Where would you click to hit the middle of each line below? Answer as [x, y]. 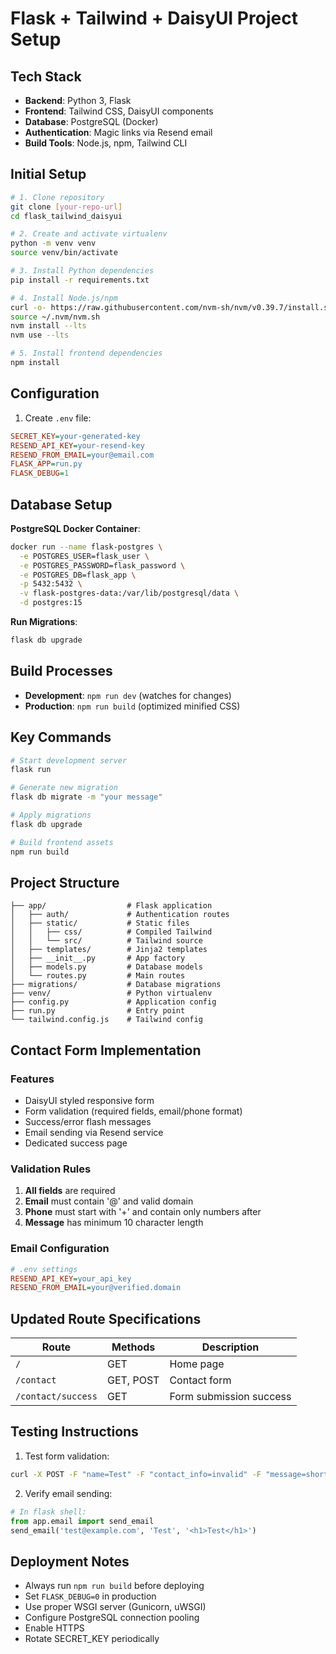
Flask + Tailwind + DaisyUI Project [154, 18]
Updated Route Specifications [106, 1318]
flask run [31, 770]
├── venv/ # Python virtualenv [111, 993]
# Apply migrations [51, 815]
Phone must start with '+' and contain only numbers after [143, 1212]
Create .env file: [58, 418]
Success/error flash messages [88, 1122]
